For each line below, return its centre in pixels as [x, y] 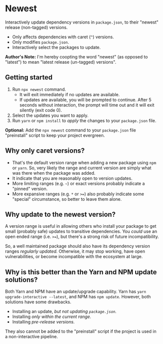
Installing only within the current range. [52, 317]
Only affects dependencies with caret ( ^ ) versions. [63, 37]
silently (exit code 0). [41, 110]
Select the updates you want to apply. [50, 115]
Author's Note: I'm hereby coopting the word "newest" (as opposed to [77, 56]
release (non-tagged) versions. [36, 27]
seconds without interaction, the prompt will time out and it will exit [87, 105]
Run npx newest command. [39, 89]
